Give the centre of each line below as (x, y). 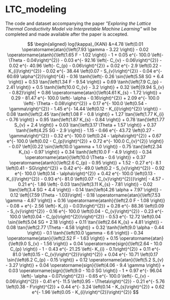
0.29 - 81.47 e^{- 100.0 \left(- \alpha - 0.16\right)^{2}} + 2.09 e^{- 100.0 (85, 98)
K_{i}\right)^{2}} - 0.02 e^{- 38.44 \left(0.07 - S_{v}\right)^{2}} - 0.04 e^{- (85, 71)
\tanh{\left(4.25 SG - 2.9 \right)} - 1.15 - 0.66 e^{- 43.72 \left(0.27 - (85, 130)
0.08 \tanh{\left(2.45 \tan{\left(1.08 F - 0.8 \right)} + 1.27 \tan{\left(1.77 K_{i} (85, 114)
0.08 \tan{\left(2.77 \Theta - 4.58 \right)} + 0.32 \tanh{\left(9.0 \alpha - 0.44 (85, 227)
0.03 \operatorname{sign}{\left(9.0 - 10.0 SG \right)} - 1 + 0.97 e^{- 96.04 (85, 271)
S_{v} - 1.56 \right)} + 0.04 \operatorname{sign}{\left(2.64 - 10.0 (95, 243)
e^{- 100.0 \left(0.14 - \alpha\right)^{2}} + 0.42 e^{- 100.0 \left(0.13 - (85, 173)
